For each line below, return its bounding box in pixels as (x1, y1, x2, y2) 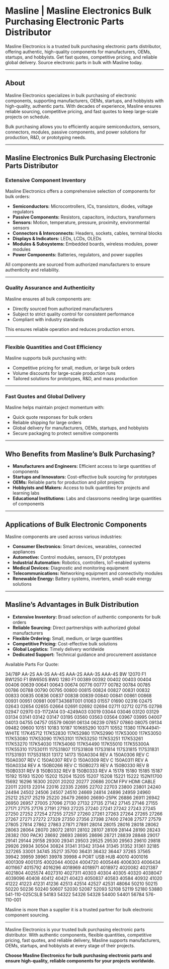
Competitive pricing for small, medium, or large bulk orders (12, 365, 135, 371)
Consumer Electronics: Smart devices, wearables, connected (12, 543, 141, 549)
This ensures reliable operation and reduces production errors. (5, 326, 135, 332)
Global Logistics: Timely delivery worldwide (12, 646, 105, 652)
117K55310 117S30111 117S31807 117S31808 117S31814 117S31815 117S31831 (5, 746, 159, 752)
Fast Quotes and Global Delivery (5, 392, 86, 400)
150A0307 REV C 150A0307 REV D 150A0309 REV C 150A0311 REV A (5, 757, 148, 763)
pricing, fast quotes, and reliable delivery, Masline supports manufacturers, (5, 937, 161, 943)
